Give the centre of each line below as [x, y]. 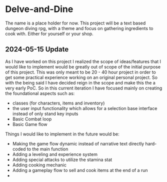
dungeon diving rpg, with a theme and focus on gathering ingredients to [79, 28]
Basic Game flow [30, 124]
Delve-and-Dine [39, 9]
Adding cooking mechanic [39, 165]
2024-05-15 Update [37, 49]
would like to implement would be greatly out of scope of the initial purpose [83, 66]
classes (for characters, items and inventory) [58, 103]
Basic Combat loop [32, 119]
